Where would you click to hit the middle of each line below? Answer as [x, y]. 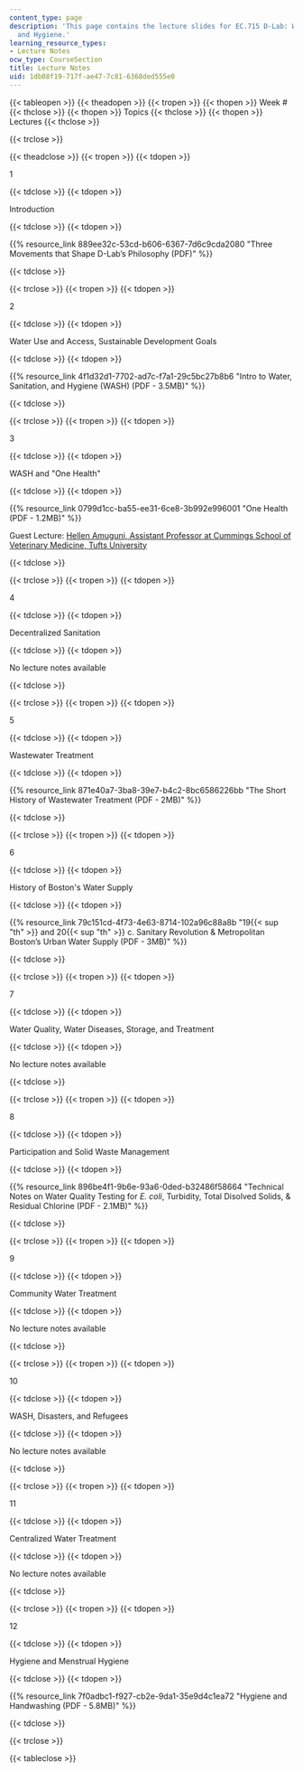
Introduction [32, 209]
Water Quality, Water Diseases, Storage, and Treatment [112, 1029]
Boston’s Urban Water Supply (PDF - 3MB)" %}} [98, 942]
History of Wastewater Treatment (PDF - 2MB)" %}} [106, 800]
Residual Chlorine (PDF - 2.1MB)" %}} [79, 1205]
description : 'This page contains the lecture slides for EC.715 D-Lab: [149, 26]
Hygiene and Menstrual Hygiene [69, 1661]
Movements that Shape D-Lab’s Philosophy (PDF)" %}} [111, 253]
